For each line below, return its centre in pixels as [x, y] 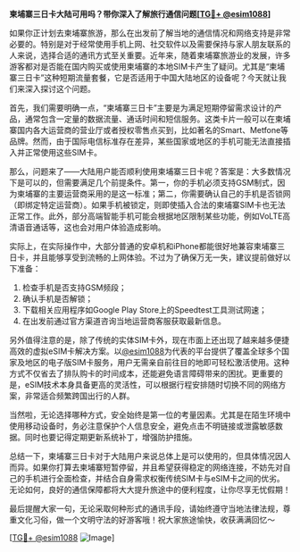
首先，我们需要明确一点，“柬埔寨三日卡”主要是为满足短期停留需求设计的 [142, 108]
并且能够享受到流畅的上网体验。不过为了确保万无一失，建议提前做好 [158, 257]
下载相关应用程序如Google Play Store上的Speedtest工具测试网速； [145, 310]
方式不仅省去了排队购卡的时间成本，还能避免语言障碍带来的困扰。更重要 [142, 373]
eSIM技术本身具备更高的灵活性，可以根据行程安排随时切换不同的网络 [151, 385]
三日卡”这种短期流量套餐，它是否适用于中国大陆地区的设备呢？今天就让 [148, 78]
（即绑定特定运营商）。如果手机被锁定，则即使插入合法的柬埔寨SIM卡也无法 [147, 205]
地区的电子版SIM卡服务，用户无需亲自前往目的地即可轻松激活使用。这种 [157, 362]
